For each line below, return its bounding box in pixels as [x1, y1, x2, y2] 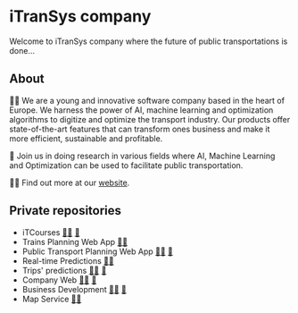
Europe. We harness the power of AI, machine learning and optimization [9, 105, 274, 115]
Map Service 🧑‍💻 [21, 293, 82, 304]
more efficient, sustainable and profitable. [9, 132, 163, 144]
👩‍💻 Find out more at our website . [9, 177, 130, 188]
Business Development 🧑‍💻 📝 [21, 283, 127, 294]
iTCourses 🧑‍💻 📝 [21, 226, 80, 238]
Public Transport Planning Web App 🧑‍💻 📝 [21, 246, 174, 257]
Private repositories [9, 203, 122, 218]
